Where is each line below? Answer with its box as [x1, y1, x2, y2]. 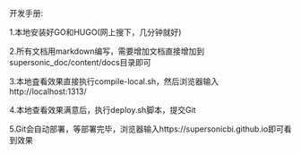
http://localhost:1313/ [9, 86, 87, 97]
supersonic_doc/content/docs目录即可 [9, 57, 152, 67]
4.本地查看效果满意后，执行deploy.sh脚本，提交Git [9, 105, 196, 115]
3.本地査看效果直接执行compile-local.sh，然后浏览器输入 [9, 76, 219, 87]
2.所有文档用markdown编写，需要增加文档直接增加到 [9, 46, 204, 56]
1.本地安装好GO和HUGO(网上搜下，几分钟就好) [9, 27, 182, 38]
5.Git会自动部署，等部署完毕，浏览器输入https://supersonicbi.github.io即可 [9, 124, 284, 134]
